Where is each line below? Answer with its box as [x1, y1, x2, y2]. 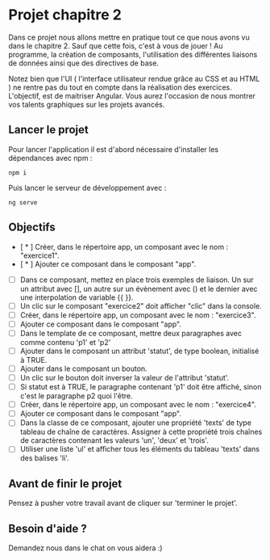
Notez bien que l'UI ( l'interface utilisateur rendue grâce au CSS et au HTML [8, 74, 260, 83]
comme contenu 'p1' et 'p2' [19, 337, 111, 347]
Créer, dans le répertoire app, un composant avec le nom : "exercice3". [19, 309, 256, 320]
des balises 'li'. [19, 453, 70, 463]
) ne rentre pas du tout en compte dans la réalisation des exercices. [8, 82, 232, 92]
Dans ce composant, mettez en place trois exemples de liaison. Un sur [19, 275, 254, 284]
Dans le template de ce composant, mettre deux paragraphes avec [19, 328, 243, 338]
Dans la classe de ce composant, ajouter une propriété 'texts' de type [19, 418, 252, 427]
